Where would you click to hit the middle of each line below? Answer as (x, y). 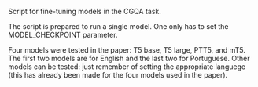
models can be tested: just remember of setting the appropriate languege (127, 67)
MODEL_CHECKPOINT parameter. (63, 35)
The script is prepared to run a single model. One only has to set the (119, 26)
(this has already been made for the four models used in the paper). (118, 75)
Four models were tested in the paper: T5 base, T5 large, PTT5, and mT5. (127, 50)
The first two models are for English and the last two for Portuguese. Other (129, 58)
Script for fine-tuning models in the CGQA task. (85, 11)
